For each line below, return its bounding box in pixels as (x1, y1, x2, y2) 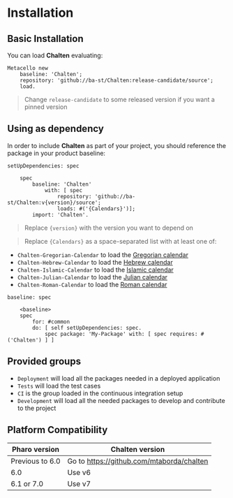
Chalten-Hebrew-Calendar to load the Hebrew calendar (17, 258, 173, 266)
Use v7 (67, 479, 91, 489)
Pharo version (11, 445, 59, 455)
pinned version (24, 103, 68, 111)
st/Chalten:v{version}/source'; (7, 199, 101, 206)
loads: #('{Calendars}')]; (57, 205, 136, 212)
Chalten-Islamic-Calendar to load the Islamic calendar (17, 265, 174, 274)
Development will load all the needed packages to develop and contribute (17, 396, 225, 404)
